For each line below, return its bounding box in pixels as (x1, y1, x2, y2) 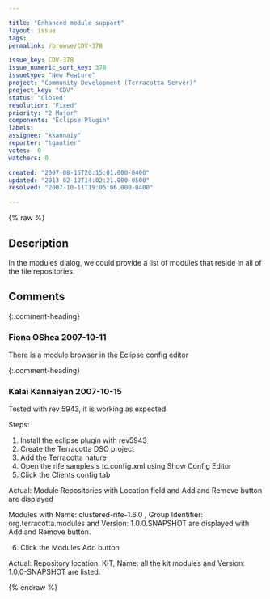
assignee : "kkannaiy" (8, 131, 82, 140)
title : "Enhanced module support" (8, 19, 125, 27)
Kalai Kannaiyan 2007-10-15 (8, 385, 123, 397)
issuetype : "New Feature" (8, 71, 95, 79)
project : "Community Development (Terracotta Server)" (8, 79, 197, 87)
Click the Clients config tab (19, 470, 111, 480)
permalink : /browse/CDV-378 (8, 41, 103, 49)
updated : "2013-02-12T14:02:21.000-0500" (8, 176, 150, 185)
